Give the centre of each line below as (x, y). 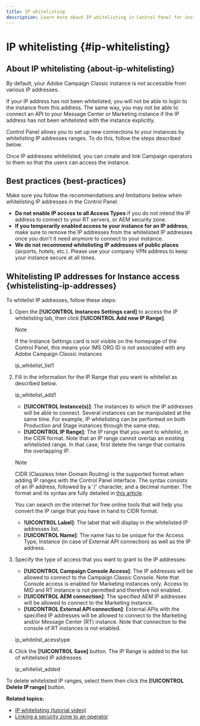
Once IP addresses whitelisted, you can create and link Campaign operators (99, 156)
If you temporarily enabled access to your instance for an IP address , (102, 226)
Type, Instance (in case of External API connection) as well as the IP (107, 542)
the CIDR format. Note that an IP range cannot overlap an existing (104, 438)
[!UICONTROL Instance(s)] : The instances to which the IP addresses (108, 407)
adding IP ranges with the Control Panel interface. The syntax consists (101, 481)
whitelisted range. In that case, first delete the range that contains (104, 445)
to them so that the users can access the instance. (68, 162)
